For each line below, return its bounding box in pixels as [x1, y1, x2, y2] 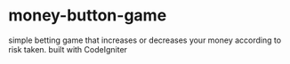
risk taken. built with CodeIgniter [8, 44, 128, 54]
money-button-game [8, 5, 167, 26]
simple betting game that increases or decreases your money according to [8, 35, 282, 45]
